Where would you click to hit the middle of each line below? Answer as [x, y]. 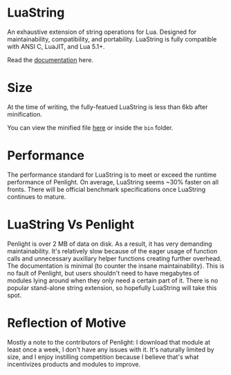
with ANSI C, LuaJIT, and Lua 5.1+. [56, 46]
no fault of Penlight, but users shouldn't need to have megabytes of [103, 273]
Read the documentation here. [50, 59]
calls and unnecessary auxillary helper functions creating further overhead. [114, 258]
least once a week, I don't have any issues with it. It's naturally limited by [111, 349]
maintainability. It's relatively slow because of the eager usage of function [112, 251]
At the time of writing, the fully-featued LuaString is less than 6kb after [108, 107]
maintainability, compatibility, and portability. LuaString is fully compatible [112, 39]
